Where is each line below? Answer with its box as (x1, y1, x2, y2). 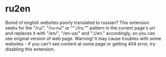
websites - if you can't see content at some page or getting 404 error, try (5, 40, 156, 46)
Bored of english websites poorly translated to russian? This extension (5, 19, 150, 25)
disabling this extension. (5, 46, 55, 52)
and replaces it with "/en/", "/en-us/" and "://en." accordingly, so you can (5, 30, 156, 36)
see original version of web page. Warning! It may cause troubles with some (5, 35, 161, 41)
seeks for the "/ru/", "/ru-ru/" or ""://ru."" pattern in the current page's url (5, 24, 156, 30)
